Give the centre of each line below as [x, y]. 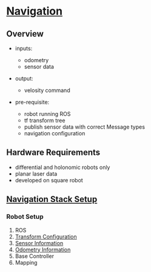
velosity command [47, 90]
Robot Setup [25, 217]
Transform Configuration [46, 237]
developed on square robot [49, 180]
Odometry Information [43, 249]
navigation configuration [55, 133]
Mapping [26, 262]
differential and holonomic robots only [62, 167]
